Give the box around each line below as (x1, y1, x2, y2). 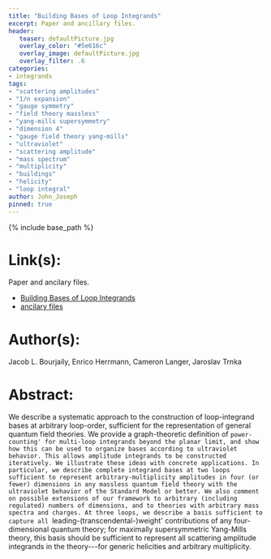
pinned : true (8, 200, 53, 208)
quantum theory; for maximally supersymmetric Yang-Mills (50, 524, 247, 535)
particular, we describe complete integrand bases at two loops (8, 467, 230, 475)
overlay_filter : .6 (19, 58, 85, 66)
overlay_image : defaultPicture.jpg (19, 49, 140, 58)
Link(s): (8, 250, 62, 269)
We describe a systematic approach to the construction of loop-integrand (8, 412, 255, 422)
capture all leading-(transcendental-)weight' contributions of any (8, 516, 233, 526)
